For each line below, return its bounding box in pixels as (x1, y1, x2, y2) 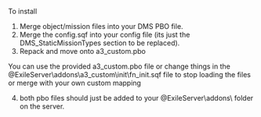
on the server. (19, 101, 65, 111)
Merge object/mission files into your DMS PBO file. (19, 22, 183, 30)
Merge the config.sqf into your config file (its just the (19, 30, 190, 39)
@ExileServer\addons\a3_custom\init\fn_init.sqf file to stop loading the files (8, 70, 251, 79)
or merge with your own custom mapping (8, 78, 141, 87)
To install (8, 7, 38, 16)
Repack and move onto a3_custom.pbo (19, 47, 147, 55)
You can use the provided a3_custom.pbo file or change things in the (8, 62, 231, 71)
